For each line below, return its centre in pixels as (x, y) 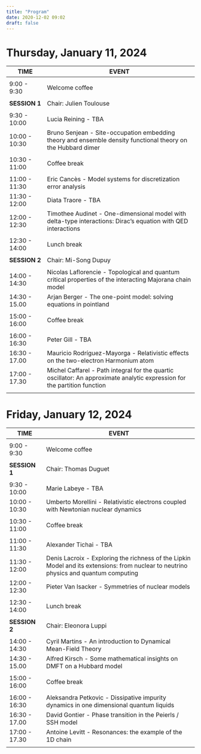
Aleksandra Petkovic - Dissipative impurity (106, 698)
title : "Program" (28, 12)
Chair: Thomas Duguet (77, 469)
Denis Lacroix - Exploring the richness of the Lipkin (118, 558)
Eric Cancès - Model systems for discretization (113, 179)
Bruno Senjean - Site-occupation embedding (111, 133)
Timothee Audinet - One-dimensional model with (117, 214)
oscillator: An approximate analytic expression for (116, 378)
